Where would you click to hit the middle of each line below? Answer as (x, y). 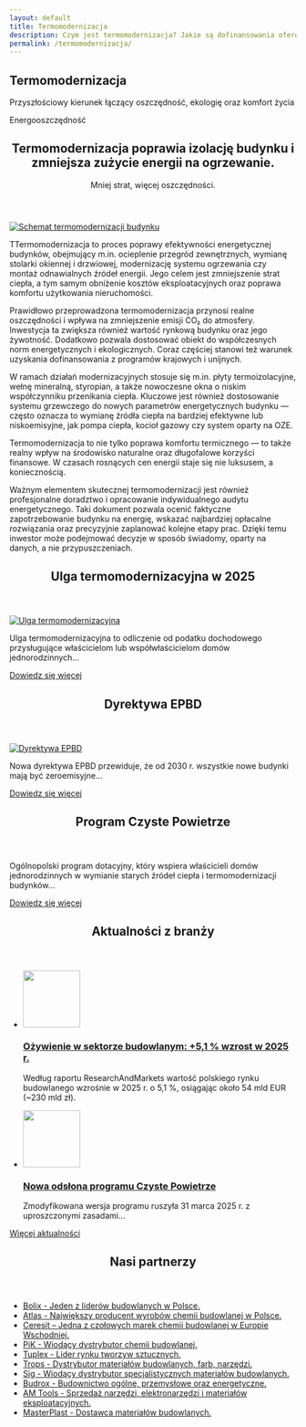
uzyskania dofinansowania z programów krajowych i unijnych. (126, 359)
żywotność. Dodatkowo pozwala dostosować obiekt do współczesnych (143, 340)
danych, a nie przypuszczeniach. (71, 548)
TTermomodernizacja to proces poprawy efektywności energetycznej (140, 244)
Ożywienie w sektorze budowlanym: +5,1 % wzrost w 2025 (156, 1046)
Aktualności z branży (153, 932)
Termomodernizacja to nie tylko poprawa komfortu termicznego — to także (150, 443)
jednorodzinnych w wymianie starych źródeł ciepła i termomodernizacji (143, 876)
